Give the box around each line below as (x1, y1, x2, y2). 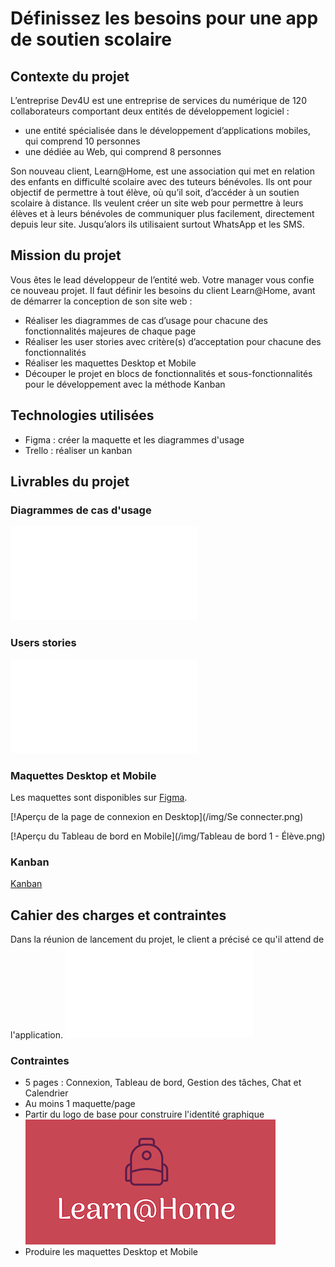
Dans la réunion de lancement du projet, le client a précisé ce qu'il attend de (10, 933, 325, 946)
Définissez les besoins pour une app (10, 7, 319, 30)
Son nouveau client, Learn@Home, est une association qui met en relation (10, 165, 315, 177)
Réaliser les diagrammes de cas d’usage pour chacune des (24, 314, 268, 326)
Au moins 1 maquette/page (24, 1098, 136, 1110)
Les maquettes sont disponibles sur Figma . (10, 791, 188, 803)
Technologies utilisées (10, 407, 155, 424)
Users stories (10, 636, 77, 650)
